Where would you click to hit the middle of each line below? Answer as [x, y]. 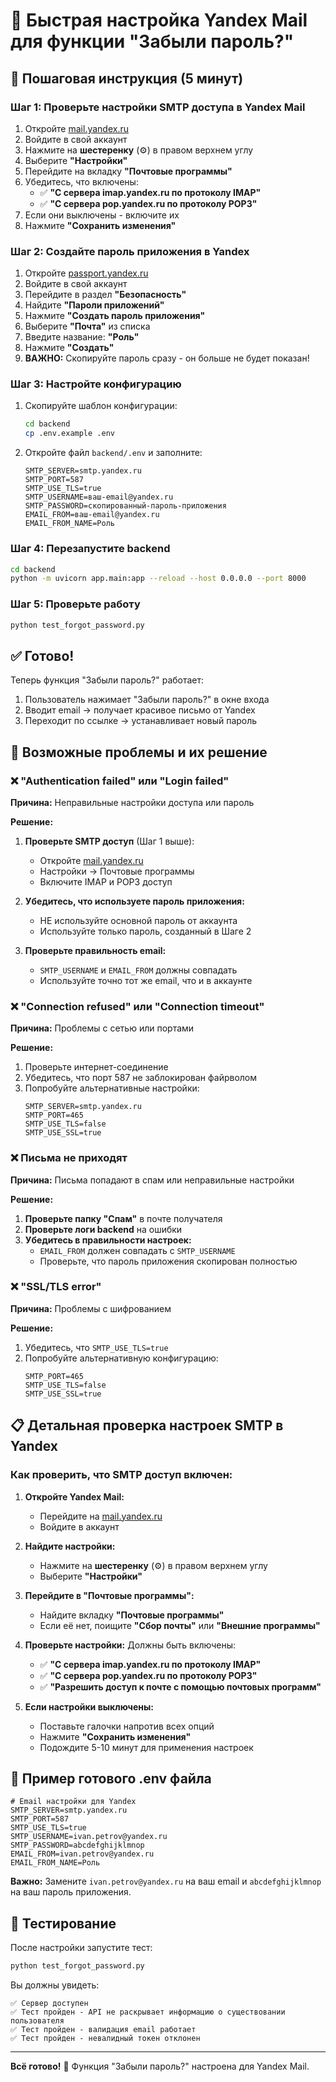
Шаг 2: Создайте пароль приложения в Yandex [130, 251]
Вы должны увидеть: [55, 1985]
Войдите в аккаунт [79, 1526]
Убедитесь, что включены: [81, 181]
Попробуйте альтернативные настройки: [112, 1088]
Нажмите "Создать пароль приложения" [115, 316]
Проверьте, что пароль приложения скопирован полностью [168, 1261]
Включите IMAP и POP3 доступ [106, 881]
